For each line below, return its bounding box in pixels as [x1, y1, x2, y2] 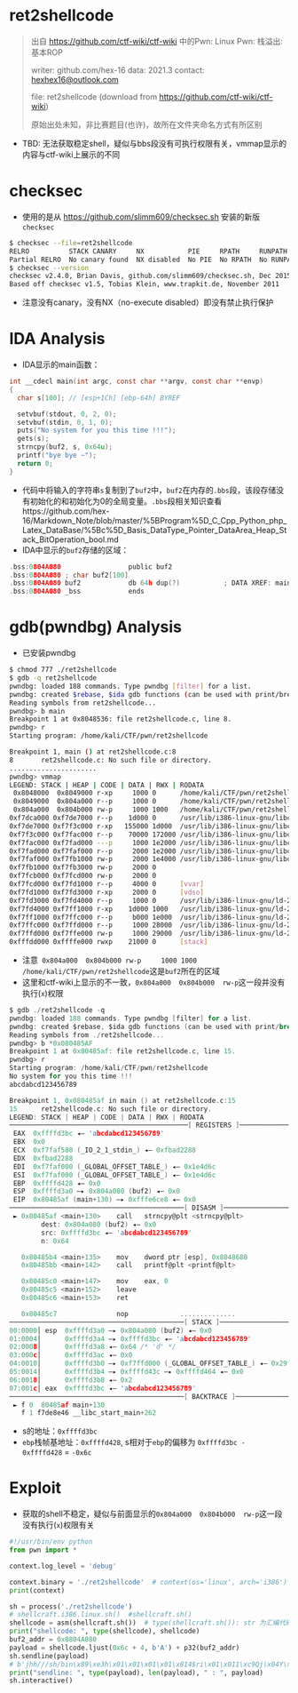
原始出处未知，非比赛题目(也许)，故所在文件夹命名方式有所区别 [30, 119, 263, 130]
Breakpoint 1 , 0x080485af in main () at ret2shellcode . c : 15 [9, 1096, 237, 1105]
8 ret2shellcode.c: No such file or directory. [9, 755, 213, 764]
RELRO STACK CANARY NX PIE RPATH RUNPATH [9, 246, 288, 256]
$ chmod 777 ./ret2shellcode [9, 666, 117, 675]
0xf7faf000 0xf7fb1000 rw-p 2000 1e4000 [9, 855, 176, 864]
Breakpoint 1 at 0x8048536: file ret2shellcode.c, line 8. [9, 715, 232, 724]
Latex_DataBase [21, 524, 82, 535]
